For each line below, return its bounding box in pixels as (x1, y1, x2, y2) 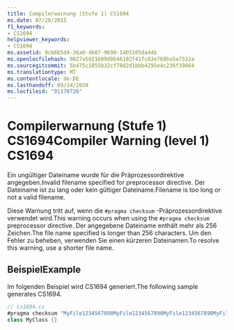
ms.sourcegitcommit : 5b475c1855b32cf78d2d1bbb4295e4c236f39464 (7, 62, 195, 69)
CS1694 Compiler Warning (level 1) (7, 133, 210, 149)
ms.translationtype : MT (7, 68, 77, 75)
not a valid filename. (7, 193, 65, 202)
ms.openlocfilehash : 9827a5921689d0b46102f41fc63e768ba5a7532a (7, 56, 195, 63)
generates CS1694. (7, 290, 63, 298)
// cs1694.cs (7, 303, 45, 310)
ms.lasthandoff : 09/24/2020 (7, 82, 89, 89)
